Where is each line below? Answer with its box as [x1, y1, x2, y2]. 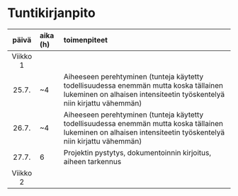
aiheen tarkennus [63, 156, 122, 166]
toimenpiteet [63, 35, 108, 45]
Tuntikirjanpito [7, 5, 96, 21]
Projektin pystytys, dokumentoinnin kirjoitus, [63, 147, 211, 157]
